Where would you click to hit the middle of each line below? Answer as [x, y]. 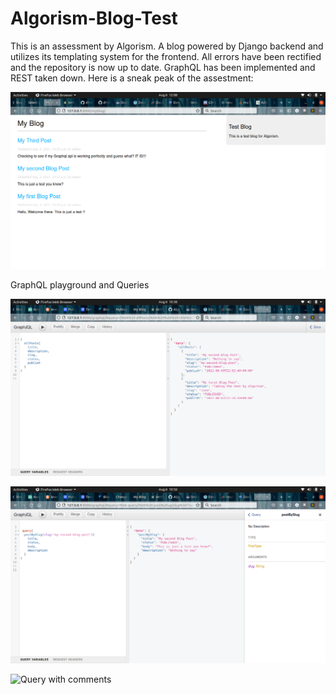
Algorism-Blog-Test [94, 18]
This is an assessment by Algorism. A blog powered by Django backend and [167, 46]
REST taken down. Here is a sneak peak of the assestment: [132, 78]
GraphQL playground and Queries [80, 284]
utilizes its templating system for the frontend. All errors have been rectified [166, 56]
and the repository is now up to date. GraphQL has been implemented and [163, 67]
